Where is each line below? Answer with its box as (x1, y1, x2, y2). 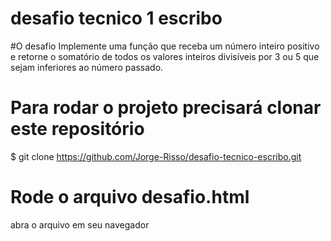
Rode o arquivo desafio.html (10, 186, 250, 209)
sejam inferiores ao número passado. (10, 61, 164, 73)
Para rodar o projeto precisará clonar (10, 97, 322, 119)
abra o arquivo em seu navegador (10, 218, 150, 231)
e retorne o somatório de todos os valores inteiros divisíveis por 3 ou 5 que (10, 50, 320, 62)
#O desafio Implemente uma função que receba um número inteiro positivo (10, 40, 320, 52)
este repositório (10, 118, 145, 141)
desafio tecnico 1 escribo (10, 7, 223, 30)
